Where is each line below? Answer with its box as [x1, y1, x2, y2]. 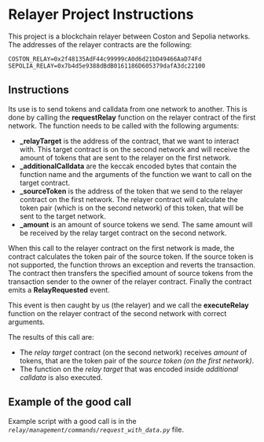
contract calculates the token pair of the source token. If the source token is [8, 252, 254, 261]
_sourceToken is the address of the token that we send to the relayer [19, 186, 244, 196]
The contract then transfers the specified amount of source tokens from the [8, 268, 254, 278]
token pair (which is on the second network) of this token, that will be [19, 203, 244, 212]
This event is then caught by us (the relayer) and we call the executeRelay [8, 300, 249, 310]
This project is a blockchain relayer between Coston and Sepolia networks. [8, 31, 251, 41]
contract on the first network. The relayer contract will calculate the [19, 194, 238, 204]
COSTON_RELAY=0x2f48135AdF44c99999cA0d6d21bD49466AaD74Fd [8, 55, 202, 63]
